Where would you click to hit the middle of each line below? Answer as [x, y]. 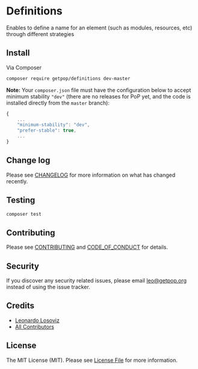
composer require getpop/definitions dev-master [68, 78]
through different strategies [40, 34]
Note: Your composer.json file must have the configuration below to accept [99, 90]
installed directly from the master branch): [58, 103]
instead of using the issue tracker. [48, 287]
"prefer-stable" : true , [47, 130]
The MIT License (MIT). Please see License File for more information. [92, 360]
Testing [21, 200]
